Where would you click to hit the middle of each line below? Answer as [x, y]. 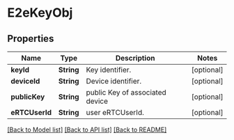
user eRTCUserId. [115, 112]
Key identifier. [109, 70]
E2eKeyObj [40, 13]
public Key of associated [126, 92]
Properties [31, 39]
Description [135, 58]
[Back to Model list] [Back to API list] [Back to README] [87, 130]
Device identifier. [114, 81]
